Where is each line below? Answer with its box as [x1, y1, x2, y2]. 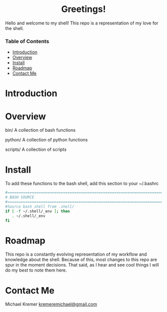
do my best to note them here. [5, 267, 67, 273]
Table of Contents [5, 37, 50, 44]
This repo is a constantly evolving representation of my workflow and [5, 251, 147, 258]
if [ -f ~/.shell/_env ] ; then [5, 209, 70, 214]
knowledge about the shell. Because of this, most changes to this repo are [5, 257, 158, 263]
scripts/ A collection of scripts [5, 146, 67, 153]
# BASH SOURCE [5, 195, 35, 200]
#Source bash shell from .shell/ [5, 204, 75, 209]
